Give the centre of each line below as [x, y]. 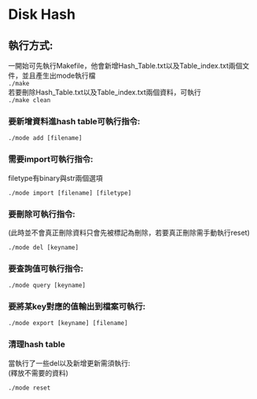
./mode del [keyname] [44, 247]
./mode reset [29, 388]
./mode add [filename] [45, 138]
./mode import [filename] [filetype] [70, 193]
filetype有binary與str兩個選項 [56, 178]
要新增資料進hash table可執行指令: [74, 121]
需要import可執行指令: [51, 159]
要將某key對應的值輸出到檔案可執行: [77, 306]
